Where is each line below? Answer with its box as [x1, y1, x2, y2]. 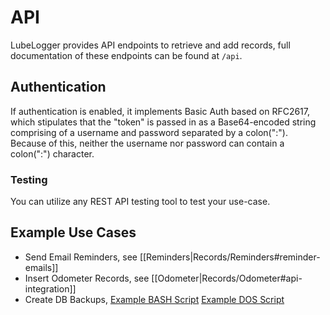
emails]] [24, 261, 59, 273]
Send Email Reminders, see [24, 251, 138, 263]
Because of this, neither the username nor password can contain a [10, 137, 285, 149]
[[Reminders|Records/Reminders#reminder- [139, 251, 321, 263]
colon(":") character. [10, 147, 95, 160]
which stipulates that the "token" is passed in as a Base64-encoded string [10, 116, 317, 128]
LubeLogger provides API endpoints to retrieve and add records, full [10, 39, 291, 51]
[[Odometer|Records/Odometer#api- [151, 272, 303, 284]
